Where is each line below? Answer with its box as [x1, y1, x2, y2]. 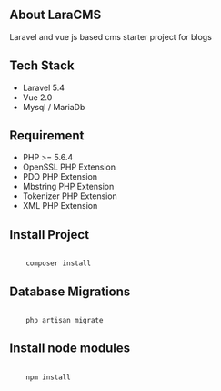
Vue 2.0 [22, 91, 53, 103]
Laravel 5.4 [22, 82, 65, 93]
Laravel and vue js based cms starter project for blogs [9, 31, 212, 42]
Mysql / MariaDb [22, 101, 85, 112]
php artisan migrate [25, 316, 104, 325]
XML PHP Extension [22, 201, 98, 211]
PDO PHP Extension [22, 171, 98, 182]
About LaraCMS [9, 7, 102, 23]
